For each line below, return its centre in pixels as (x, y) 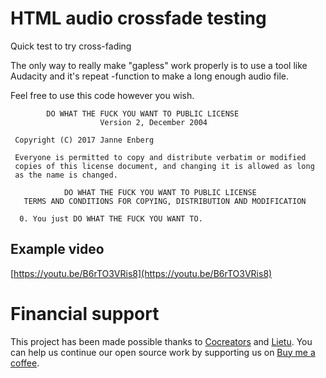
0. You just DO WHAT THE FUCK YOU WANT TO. (111, 218)
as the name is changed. (66, 175)
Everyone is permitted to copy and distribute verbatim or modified (160, 157)
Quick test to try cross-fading (71, 46)
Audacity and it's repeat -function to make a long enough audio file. (149, 76)
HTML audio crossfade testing (138, 18)
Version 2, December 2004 (153, 122)
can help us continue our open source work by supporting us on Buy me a (163, 352)
